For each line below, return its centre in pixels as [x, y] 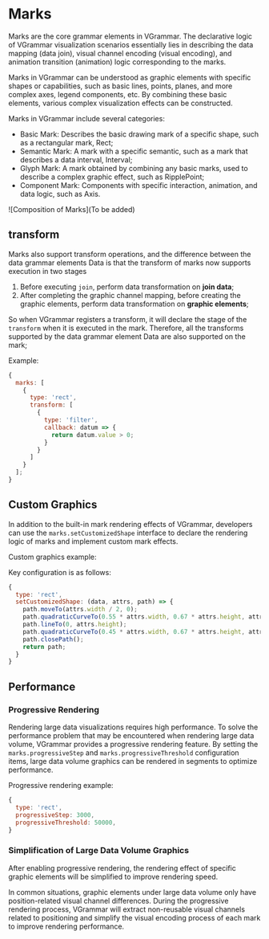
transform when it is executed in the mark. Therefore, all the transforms [126, 328]
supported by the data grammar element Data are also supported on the [127, 336]
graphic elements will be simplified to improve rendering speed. [113, 876]
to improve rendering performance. [66, 926]
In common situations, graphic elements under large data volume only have [132, 892]
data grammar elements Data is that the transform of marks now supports [130, 263]
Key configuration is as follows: [60, 572]
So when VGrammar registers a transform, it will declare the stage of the [128, 319]
